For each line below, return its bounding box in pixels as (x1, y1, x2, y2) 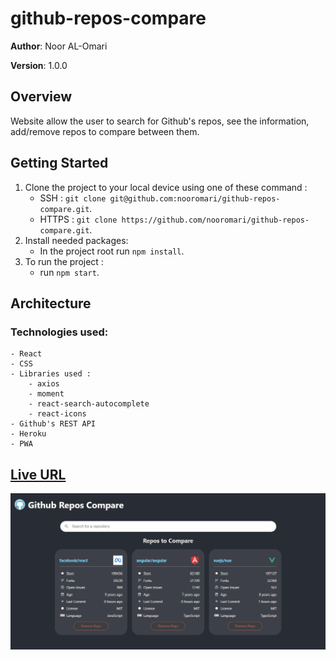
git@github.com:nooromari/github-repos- (109, 193, 281, 204)
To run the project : (24, 255, 104, 267)
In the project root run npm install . (39, 245, 185, 257)
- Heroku (10, 429, 47, 439)
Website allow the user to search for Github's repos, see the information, (10, 115, 310, 127)
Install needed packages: (24, 234, 129, 246)
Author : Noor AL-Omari (10, 40, 108, 52)
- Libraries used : (10, 369, 92, 379)
